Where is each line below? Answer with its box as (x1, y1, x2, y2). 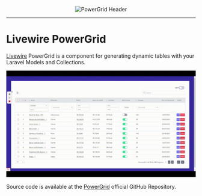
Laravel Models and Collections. (6, 58, 86, 66)
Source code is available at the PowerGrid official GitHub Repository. (6, 183, 176, 191)
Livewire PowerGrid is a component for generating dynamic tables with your (6, 52, 195, 60)
